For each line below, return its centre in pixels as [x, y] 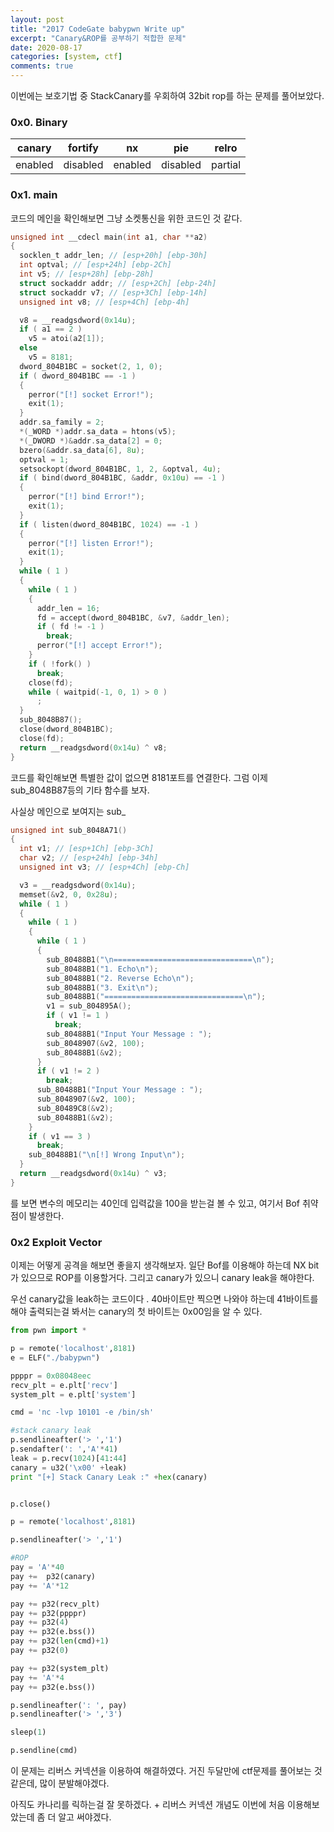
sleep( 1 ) [28, 1732]
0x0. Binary [39, 122]
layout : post [37, 19]
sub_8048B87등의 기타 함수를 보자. [80, 790]
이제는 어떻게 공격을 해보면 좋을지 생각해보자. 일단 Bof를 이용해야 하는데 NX [158, 1265]
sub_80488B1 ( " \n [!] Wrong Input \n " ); [107, 1155]
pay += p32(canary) [53, 1576]
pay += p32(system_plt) [60, 1668]
